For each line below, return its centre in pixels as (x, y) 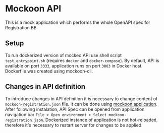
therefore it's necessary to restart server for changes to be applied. (74, 125)
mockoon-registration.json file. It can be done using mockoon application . (81, 104)
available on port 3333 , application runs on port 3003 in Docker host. (74, 66)
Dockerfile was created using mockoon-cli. (49, 71)
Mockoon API (33, 9)
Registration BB (21, 27)
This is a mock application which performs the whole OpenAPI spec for (78, 22)
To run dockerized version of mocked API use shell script (64, 55)
